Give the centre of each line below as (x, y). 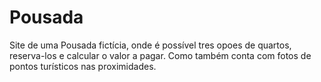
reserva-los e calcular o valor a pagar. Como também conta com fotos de (160, 55)
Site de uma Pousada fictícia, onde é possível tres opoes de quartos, (150, 45)
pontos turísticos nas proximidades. (83, 66)
